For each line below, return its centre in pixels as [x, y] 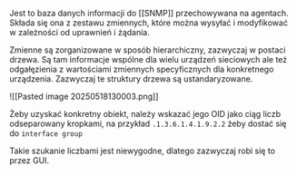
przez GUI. [30, 160]
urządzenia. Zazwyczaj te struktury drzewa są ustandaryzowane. [131, 79]
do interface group [46, 133]
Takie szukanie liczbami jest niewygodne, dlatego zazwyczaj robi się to [142, 151]
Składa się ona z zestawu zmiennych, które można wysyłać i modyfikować [149, 23]
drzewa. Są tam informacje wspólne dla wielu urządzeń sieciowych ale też [148, 59]
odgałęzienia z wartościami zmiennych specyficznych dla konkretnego [142, 69]
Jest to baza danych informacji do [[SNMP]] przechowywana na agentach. [149, 13]
